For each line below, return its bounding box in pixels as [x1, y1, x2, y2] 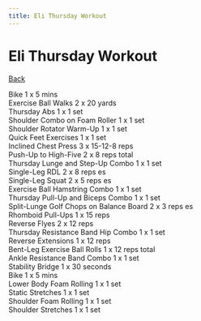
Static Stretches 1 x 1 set [8, 287, 90, 297]
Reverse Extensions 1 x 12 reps [8, 236, 111, 246]
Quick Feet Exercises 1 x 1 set [8, 132, 107, 142]
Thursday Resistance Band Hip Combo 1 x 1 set [8, 227, 166, 237]
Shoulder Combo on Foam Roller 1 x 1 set [8, 115, 145, 125]
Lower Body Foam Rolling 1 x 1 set [8, 279, 122, 289]
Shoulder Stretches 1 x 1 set [8, 305, 101, 315]
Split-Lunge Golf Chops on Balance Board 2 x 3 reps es [8, 201, 194, 211]
